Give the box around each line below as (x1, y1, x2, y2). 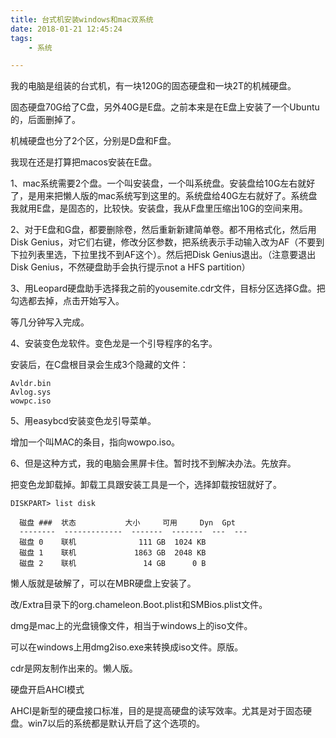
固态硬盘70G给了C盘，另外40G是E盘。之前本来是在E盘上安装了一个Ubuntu (10, 101, 320, 113)
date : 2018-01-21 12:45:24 (10, 24, 123, 34)
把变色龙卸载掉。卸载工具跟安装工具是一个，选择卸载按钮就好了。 (10, 479, 282, 491)
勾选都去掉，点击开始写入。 (10, 295, 125, 307)
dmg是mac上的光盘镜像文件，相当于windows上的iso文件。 (10, 620, 253, 632)
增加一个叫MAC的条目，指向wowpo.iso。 (10, 436, 181, 448)
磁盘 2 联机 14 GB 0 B (19, 559, 207, 569)
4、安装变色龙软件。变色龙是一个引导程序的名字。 (10, 337, 218, 350)
